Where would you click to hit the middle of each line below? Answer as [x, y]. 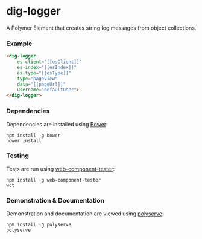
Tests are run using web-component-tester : [61, 169]
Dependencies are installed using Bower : [57, 124]
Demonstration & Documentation [55, 200]
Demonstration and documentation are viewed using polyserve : [85, 214]
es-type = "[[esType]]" [44, 73]
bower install [24, 140]
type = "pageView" [38, 79]
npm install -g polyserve [39, 225]
